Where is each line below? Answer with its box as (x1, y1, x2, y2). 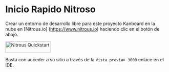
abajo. (5, 31, 19, 37)
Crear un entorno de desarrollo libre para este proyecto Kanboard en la (5, 20, 155, 27)
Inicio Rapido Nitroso (5, 4, 96, 15)
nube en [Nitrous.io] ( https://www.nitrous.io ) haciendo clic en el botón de (5, 26, 160, 32)
